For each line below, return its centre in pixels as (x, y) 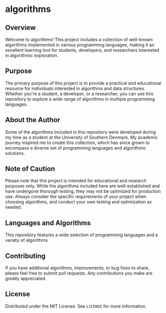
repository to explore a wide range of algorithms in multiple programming (80, 99)
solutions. (15, 153)
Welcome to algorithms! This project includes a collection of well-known (79, 39)
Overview (21, 28)
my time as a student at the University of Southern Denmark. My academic (82, 137)
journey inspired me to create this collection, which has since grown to (78, 143)
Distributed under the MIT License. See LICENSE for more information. (76, 306)
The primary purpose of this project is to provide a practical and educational (83, 83)
